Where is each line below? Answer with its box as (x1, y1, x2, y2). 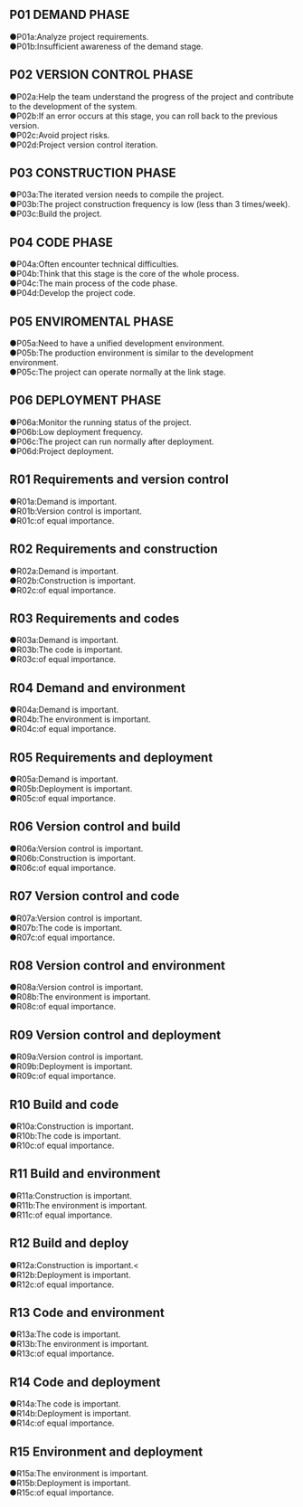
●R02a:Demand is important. (9, 565, 119, 576)
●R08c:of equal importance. (9, 1001, 117, 1012)
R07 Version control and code (9, 888, 180, 904)
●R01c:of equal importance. (9, 515, 115, 526)
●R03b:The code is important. (9, 644, 124, 655)
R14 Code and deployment (9, 1374, 161, 1389)
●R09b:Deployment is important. (9, 1061, 133, 1072)
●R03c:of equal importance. (9, 654, 117, 665)
